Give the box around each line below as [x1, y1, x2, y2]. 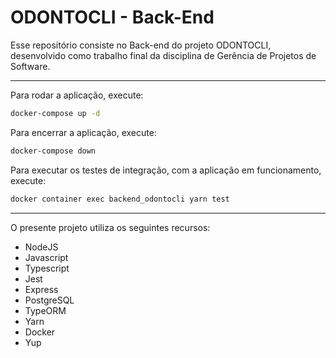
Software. [10, 60, 51, 72]
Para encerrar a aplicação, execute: [10, 126, 157, 138]
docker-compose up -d [10, 108, 101, 118]
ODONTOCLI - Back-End [10, 6, 215, 29]
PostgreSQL [24, 294, 75, 306]
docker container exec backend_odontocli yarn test [10, 194, 230, 204]
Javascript [24, 251, 69, 263]
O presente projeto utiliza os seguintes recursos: [10, 221, 211, 233]
